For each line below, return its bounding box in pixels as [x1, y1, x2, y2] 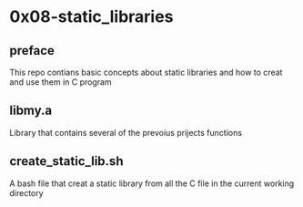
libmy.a [9, 103, 53, 119]
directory [9, 187, 44, 198]
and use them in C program [9, 77, 112, 88]
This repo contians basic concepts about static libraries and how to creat [9, 67, 283, 78]
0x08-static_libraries [9, 6, 174, 27]
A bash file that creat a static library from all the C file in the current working [9, 178, 295, 189]
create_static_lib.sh [9, 153, 124, 170]
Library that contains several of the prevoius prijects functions [9, 127, 243, 138]
